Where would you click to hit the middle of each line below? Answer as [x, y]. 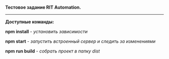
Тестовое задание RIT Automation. [43, 7]
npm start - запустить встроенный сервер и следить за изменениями [80, 41]
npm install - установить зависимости [47, 32]
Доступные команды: [30, 22]
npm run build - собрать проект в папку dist [53, 51]
